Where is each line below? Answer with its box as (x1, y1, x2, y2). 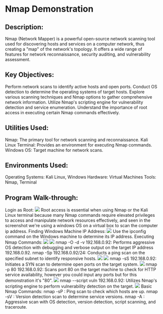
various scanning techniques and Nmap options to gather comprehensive (5, 94, 152, 100)
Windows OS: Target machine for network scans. (5, 147, 104, 153)
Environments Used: (5, 161, 68, 169)
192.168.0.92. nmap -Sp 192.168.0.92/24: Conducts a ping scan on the (5, 250, 145, 256)
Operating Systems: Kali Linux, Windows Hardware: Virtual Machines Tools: (5, 174, 157, 180)
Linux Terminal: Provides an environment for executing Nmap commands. (5, 142, 152, 147)
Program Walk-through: (5, 193, 78, 202)
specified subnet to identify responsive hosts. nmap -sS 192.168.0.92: (5, 255, 157, 262)
